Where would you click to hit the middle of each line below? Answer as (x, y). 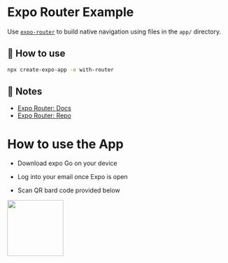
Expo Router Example (71, 12)
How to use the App (65, 144)
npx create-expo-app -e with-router (60, 70)
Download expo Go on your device (67, 163)
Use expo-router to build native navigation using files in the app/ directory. (114, 31)
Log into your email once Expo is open (72, 177)
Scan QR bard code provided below (69, 190)
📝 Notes (25, 92)
